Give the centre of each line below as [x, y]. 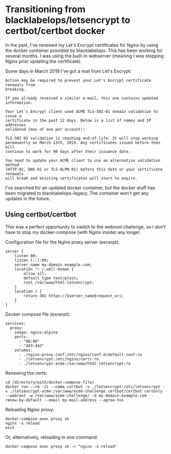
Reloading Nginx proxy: [30, 409]
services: [16, 323]
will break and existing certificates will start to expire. [72, 178]
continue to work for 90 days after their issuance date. [68, 152]
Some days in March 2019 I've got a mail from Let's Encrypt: [68, 71]
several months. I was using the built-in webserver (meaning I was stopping [84, 56]
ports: [21, 337]
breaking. [16, 89]
